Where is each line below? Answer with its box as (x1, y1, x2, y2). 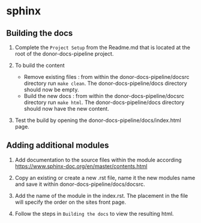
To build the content (14, 62, 65, 69)
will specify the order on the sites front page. (14, 198, 127, 206)
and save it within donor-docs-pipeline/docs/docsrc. (14, 181, 145, 188)
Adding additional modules (6, 140, 109, 151)
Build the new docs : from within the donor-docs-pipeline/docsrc (23, 93, 185, 99)
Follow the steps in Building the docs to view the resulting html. (14, 210, 174, 217)
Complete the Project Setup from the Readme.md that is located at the (14, 44, 191, 51)
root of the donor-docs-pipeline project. (14, 50, 114, 57)
